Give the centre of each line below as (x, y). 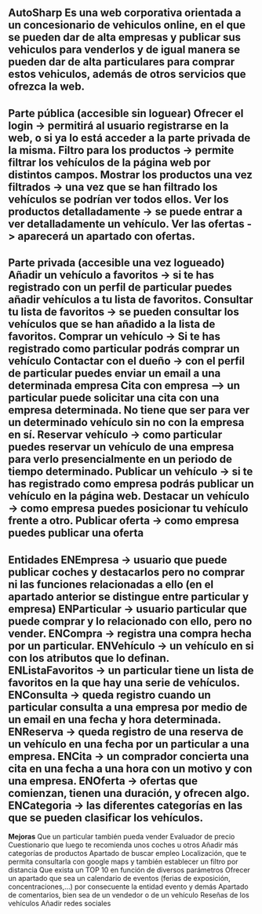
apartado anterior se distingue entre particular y (129, 596)
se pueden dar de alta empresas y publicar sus (125, 37)
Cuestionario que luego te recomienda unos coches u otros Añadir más (123, 845)
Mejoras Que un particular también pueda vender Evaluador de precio (122, 836)
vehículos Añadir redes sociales (60, 903)
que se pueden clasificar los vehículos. (106, 818)
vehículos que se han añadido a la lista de (112, 324)
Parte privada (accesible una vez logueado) (116, 263)
